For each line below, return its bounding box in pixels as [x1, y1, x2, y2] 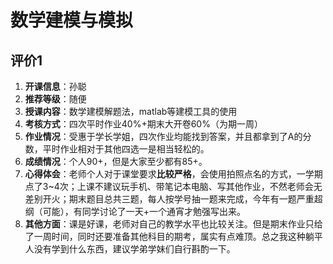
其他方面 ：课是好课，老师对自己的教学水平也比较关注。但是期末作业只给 [24, 218, 323, 230]
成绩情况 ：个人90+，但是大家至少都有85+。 [24, 156, 208, 167]
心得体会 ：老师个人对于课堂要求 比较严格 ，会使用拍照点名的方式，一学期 [24, 168, 323, 180]
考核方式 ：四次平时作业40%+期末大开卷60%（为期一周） [24, 118, 263, 130]
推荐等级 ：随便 [24, 93, 87, 105]
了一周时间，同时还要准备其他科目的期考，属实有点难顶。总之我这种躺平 [24, 231, 323, 242]
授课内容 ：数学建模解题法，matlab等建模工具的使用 [24, 106, 238, 117]
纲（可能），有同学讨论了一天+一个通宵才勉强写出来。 [24, 206, 247, 217]
